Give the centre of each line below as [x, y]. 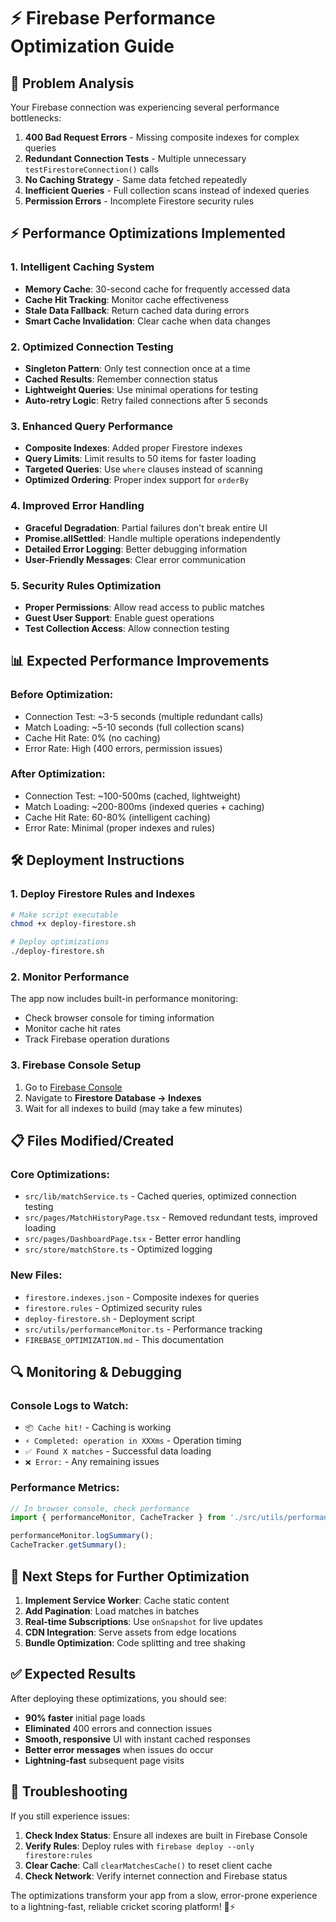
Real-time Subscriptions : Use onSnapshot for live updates [143, 1621]
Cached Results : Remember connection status [121, 379]
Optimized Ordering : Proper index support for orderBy [137, 480]
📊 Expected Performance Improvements [140, 661]
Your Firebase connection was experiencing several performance [145, 107]
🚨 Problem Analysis [72, 83]
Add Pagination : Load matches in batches [112, 1611]
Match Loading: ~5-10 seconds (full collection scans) [134, 727]
